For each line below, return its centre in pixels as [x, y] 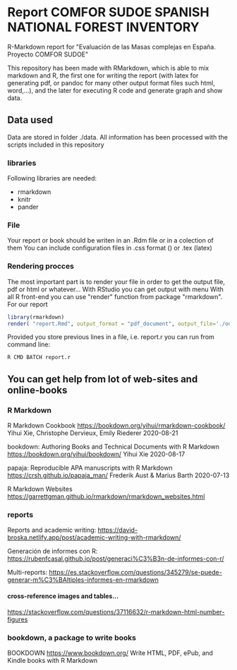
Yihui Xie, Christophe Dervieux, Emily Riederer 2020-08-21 [93, 433]
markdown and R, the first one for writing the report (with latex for [103, 75]
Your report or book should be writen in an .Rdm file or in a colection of [110, 240]
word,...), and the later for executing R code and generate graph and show [115, 90]
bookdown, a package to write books [72, 638]
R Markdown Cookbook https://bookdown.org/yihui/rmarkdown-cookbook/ [116, 426]
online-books [37, 390]
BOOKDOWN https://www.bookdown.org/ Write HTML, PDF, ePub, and [110, 652]
